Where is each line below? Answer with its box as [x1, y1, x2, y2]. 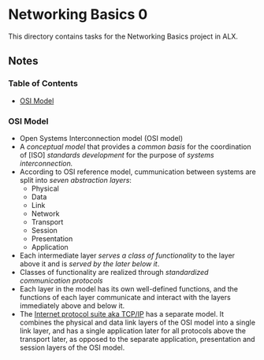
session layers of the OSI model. [19, 343, 125, 352]
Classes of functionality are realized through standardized [19, 267, 209, 276]
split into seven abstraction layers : [19, 175, 132, 184]
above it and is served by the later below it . [19, 258, 160, 269]
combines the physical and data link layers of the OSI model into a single [19, 317, 256, 327]
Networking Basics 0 [8, 6, 148, 24]
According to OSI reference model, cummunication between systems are [19, 167, 256, 176]
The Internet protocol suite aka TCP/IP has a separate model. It [19, 309, 225, 318]
